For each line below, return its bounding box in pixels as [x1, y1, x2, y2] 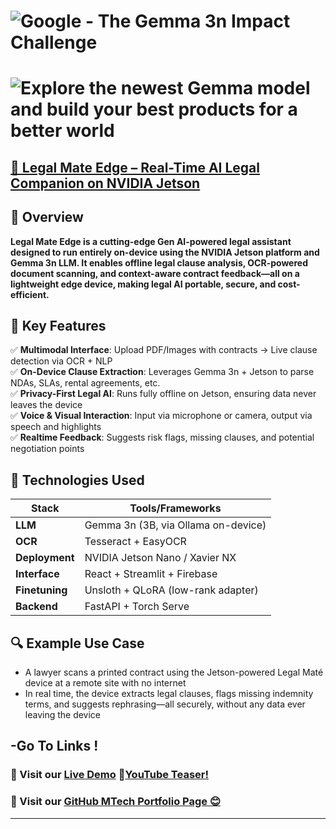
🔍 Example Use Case [10, 635, 145, 652]
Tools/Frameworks [129, 501, 222, 515]
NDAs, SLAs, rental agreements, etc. [10, 377, 161, 389]
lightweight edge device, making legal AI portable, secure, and [10, 278, 277, 290]
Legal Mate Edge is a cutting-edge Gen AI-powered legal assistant [10, 235, 292, 247]
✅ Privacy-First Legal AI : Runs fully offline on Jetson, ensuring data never [10, 388, 317, 400]
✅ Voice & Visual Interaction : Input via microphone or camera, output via [10, 410, 313, 422]
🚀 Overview [10, 209, 84, 226]
